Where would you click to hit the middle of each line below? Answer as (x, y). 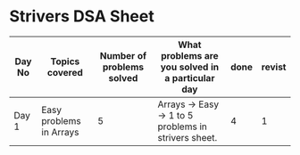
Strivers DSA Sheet (82, 16)
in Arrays (60, 132)
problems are (189, 55)
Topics (65, 61)
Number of (123, 55)
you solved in (190, 67)
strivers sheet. (187, 137)
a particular (190, 77)
